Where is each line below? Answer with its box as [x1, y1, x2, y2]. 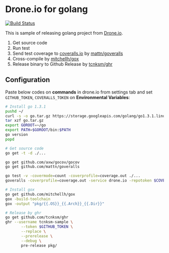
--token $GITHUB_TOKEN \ [21, 224, 73, 229]
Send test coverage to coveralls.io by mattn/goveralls [12, 50, 123, 56]
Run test [12, 45, 30, 51]
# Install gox [5, 187, 35, 192]
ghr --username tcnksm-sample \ [5, 220, 73, 225]
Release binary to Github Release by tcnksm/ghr [12, 61, 113, 67]
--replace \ [21, 229, 46, 234]
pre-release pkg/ [21, 243, 57, 248]
